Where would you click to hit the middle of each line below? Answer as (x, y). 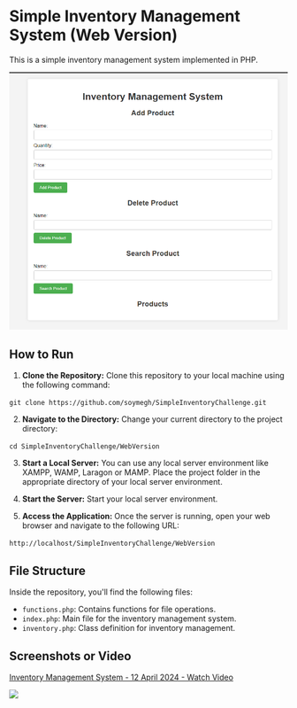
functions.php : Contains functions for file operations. (119, 610)
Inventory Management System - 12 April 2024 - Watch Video (122, 677)
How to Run (42, 354)
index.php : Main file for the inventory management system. (129, 619)
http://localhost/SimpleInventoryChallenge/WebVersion (112, 544)
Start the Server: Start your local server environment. (120, 499)
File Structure (47, 570)
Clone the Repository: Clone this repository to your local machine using (153, 376)
